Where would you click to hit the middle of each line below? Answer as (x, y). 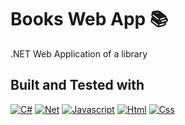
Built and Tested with (77, 85)
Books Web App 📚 (89, 19)
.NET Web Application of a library (79, 53)
